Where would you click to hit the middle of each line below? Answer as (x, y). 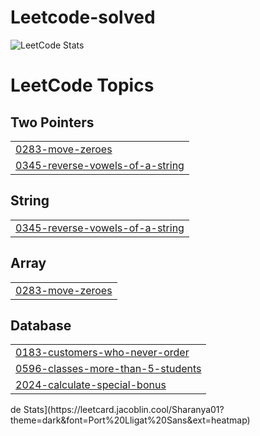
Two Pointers (52, 122)
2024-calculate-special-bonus (91, 385)
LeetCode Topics (82, 85)
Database (41, 325)
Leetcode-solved (83, 17)
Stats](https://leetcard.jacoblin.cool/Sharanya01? (124, 410)
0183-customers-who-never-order (102, 353)
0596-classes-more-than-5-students (108, 369)
